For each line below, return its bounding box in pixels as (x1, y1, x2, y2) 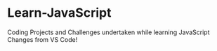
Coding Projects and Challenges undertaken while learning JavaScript (7, 28, 210, 36)
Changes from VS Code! (7, 35, 78, 43)
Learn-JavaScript (7, 5, 112, 21)
